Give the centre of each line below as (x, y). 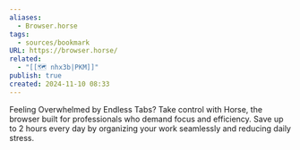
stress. (21, 137)
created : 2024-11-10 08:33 (60, 84)
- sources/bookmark (54, 42)
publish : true (36, 76)
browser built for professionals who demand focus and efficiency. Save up (146, 119)
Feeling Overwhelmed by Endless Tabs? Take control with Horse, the (136, 109)
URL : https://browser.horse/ (64, 51)
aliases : (26, 17)
